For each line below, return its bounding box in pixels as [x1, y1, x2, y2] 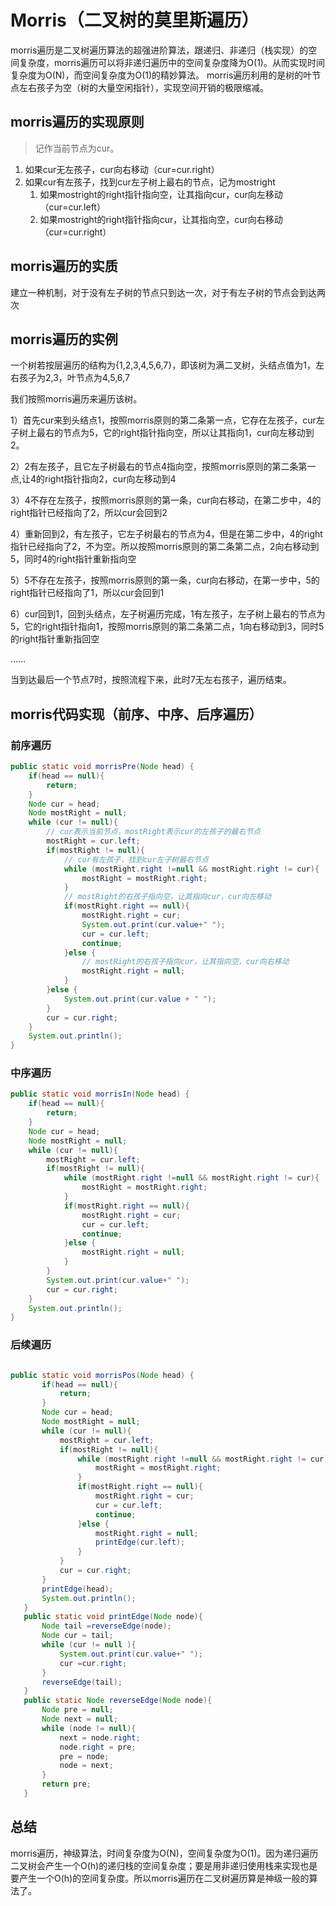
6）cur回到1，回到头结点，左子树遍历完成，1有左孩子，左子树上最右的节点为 [10, 608, 326, 620]
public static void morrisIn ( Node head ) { [10, 1089, 190, 1100]
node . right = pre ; [59, 1742, 137, 1752]
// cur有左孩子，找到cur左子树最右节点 [63, 854, 209, 865]
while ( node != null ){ [41, 1723, 137, 1733]
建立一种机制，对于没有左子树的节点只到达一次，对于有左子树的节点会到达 [10, 286, 317, 298]
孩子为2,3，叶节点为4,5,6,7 [18, 372, 130, 384]
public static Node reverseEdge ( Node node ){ [23, 1696, 213, 1706]
